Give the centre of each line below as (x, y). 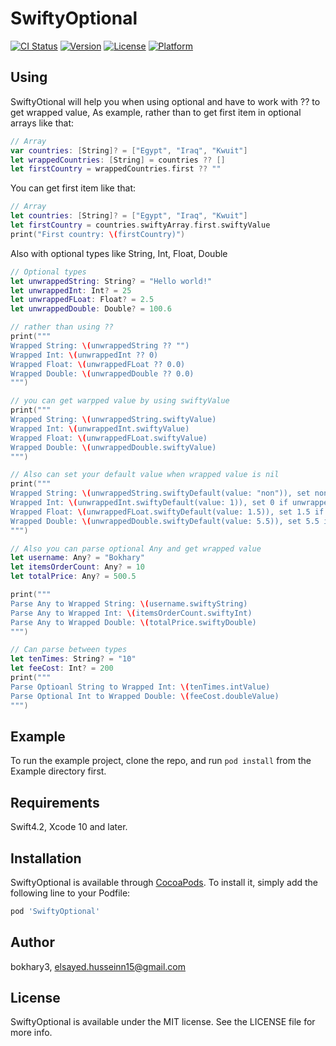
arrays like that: (42, 123)
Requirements (55, 802)
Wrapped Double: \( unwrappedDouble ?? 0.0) (102, 373)
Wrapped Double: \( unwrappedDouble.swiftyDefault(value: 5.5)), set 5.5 (165, 521)
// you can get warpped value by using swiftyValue (120, 401)
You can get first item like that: (73, 188)
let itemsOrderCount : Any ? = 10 (77, 567)
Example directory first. (58, 771)
